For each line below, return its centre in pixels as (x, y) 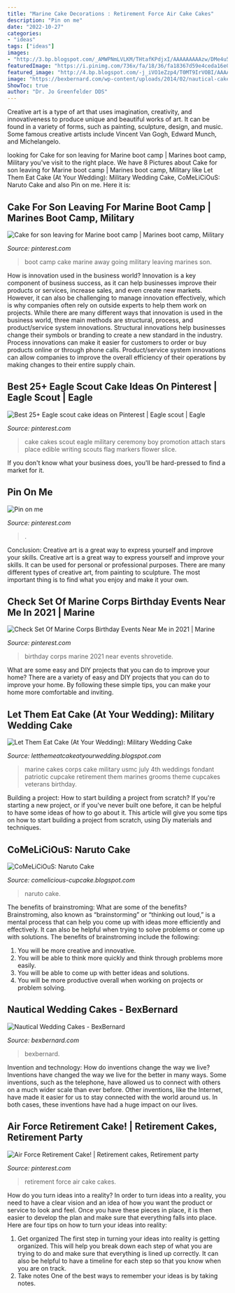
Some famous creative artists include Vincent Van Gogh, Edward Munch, (112, 134)
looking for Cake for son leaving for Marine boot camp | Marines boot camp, (117, 155)
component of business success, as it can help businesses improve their (112, 283)
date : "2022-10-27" (36, 27)
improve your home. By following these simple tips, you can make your (109, 685)
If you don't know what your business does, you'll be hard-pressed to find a (116, 462)
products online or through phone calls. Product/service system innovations (116, 350)
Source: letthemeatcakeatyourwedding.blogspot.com (84, 756)
